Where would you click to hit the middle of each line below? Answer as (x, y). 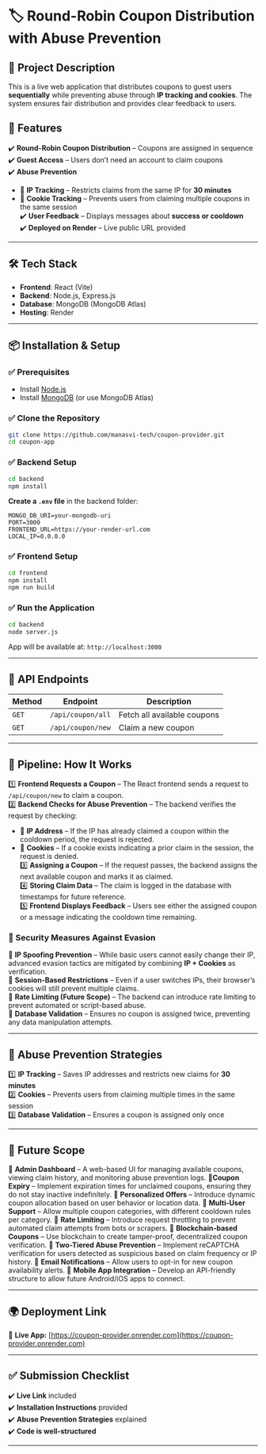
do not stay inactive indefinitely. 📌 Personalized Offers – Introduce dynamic (132, 1194)
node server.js (33, 632)
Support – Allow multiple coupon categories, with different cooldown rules (130, 1211)
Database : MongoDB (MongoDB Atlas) (83, 303)
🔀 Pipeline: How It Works (70, 764)
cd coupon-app (32, 442)
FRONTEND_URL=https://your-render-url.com (79, 530)
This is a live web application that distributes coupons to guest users (120, 86)
